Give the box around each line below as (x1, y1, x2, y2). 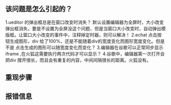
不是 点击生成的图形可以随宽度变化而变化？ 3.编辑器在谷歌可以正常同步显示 (5, 44, 164, 50)
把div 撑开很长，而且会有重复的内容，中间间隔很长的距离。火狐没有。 (5, 57, 151, 63)
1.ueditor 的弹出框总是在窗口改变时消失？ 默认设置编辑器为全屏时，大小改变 (5, 19, 164, 25)
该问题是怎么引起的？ (5, 5, 72, 14)
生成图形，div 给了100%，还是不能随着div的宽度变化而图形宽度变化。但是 (9, 38, 165, 44)
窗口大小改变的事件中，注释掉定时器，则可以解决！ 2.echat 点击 (22, 32, 158, 38)
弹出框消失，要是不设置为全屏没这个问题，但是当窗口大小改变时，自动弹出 (5, 25, 161, 31)
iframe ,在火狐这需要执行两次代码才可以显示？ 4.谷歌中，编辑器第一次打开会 (5, 50, 165, 57)
